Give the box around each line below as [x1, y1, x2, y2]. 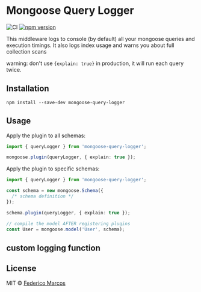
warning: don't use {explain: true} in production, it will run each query [6, 60, 184, 67]
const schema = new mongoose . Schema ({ [6, 188, 104, 194]
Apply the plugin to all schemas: [6, 132, 86, 139]
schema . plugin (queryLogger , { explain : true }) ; [6, 210, 131, 216]
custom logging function [6, 243, 101, 253]
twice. [6, 66, 22, 73]
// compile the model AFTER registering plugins [6, 220, 131, 226]
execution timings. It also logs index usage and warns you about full [6, 42, 175, 49]
